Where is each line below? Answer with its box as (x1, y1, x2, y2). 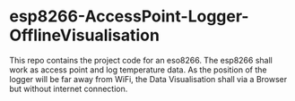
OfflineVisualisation (9, 25, 160, 46)
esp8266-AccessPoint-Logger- (9, 6, 249, 27)
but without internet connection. (9, 83, 128, 94)
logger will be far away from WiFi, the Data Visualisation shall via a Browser (9, 73, 288, 84)
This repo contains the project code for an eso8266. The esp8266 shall (9, 55, 273, 65)
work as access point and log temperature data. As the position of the (9, 64, 267, 75)
